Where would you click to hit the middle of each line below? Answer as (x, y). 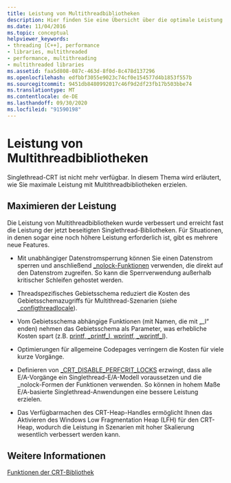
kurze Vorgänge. (41, 356)
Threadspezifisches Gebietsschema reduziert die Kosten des (103, 293)
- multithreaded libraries (46, 65)
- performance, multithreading (52, 58)
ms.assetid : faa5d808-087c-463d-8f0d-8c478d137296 (81, 71)
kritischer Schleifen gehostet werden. (70, 280)
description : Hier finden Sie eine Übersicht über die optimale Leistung (115, 20)
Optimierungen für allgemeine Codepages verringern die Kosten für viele (120, 349)
